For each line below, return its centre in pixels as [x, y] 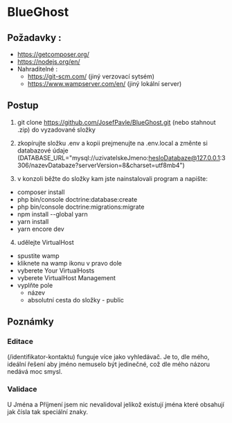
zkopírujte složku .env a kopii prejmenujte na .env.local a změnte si [112, 143]
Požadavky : [34, 38]
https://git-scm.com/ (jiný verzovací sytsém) [91, 76]
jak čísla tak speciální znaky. [48, 412]
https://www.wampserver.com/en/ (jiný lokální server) [105, 84]
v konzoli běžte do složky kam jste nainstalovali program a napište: [112, 178]
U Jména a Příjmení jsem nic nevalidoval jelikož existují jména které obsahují [116, 404]
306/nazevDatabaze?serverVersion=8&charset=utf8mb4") [101, 165]
